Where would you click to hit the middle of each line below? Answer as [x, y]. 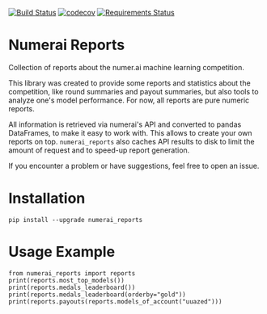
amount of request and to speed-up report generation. [99, 150]
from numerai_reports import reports [72, 273]
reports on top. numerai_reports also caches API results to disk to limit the [131, 141]
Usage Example [62, 252]
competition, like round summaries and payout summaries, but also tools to [133, 91]
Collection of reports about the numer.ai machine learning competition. [126, 67]
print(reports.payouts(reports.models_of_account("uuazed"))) [115, 301]
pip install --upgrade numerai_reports [76, 220]
